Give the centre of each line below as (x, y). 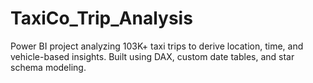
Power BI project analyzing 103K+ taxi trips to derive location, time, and (157, 46)
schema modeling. (48, 67)
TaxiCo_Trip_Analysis (101, 18)
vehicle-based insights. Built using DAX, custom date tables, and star (152, 56)
